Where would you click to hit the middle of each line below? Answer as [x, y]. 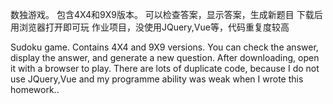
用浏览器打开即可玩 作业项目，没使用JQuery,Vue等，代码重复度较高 [150, 27]
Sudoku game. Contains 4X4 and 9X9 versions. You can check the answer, [164, 47]
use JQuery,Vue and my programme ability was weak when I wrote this [157, 79]
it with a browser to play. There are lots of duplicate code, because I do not [165, 68]
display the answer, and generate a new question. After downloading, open [165, 57]
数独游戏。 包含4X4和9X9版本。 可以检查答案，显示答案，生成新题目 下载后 [166, 14]
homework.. [35, 89]
